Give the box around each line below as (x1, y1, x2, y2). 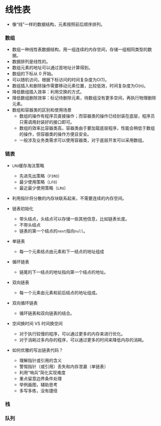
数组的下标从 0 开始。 (12, 71, 56, 76)
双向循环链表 (12, 300, 38, 305)
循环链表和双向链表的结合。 (19, 310, 75, 316)
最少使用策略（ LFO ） (19, 179, 60, 184)
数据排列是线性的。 (12, 59, 51, 64)
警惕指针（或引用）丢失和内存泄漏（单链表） (19, 364, 109, 369)
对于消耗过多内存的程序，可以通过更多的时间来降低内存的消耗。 (19, 337, 146, 343)
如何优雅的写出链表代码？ (12, 347, 63, 353)
